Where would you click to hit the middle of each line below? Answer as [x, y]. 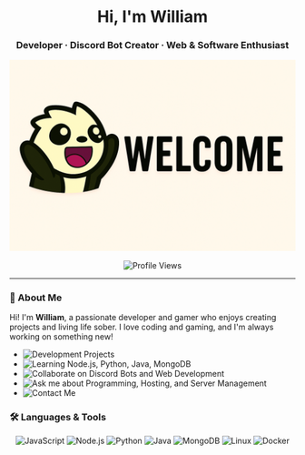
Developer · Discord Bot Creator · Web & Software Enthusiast [152, 45]
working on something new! [61, 337]
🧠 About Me [36, 298]
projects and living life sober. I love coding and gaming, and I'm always [142, 327]
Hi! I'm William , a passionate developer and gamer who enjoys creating [143, 318]
